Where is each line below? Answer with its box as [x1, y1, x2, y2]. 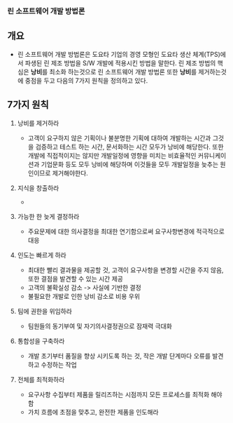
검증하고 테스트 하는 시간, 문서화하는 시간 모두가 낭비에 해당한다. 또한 [35, 142, 224, 151]
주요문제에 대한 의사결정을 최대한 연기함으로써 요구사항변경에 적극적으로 [27, 227, 225, 236]
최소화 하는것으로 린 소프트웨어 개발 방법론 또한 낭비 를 [49, 67, 197, 76]
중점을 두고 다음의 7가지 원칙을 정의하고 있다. [24, 76, 148, 85]
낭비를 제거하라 [17, 119, 59, 127]
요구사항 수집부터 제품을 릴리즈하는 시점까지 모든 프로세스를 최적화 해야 [27, 390, 223, 398]
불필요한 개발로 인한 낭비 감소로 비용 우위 [27, 292, 141, 300]
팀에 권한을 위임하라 [17, 307, 72, 315]
